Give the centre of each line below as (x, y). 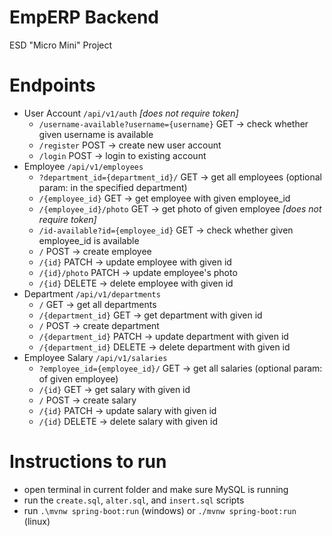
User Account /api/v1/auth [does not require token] (131, 113)
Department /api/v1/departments (92, 293)
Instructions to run (88, 462)
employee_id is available (89, 240)
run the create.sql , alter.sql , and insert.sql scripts (134, 500)
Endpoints (52, 85)
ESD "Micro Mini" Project (61, 45)
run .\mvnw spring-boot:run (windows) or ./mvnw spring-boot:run (160, 510)
